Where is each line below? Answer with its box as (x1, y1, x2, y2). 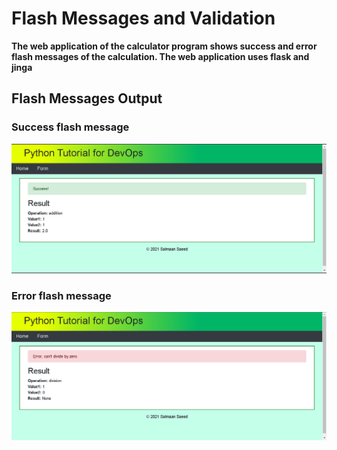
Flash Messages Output (11, 90, 163, 107)
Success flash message (11, 120, 130, 134)
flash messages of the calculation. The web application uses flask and (11, 50, 310, 62)
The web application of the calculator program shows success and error (11, 40, 318, 52)
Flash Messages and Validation (11, 7, 276, 30)
